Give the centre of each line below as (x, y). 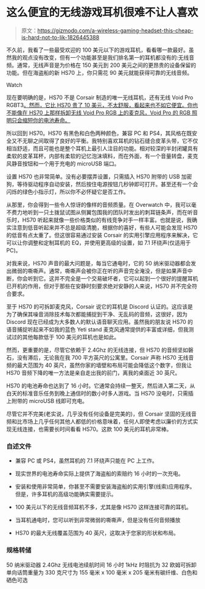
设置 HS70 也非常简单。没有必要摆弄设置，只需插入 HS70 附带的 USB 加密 (99, 176)
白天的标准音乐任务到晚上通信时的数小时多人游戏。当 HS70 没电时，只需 (97, 393)
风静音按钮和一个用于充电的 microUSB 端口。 (63, 163)
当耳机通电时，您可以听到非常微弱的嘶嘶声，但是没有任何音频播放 (98, 520)
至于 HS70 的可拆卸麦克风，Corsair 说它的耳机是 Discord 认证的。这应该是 (100, 306)
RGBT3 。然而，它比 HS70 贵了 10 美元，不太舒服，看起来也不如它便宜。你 (99, 105)
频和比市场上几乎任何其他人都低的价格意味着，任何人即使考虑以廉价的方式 (99, 421)
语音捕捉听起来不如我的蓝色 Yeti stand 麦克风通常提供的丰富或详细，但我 (98, 329)
